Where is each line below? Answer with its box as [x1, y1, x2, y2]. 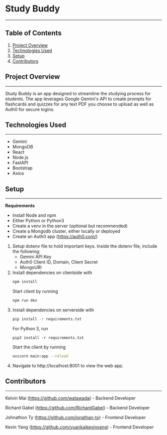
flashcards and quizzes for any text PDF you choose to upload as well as [5, 101, 154, 107]
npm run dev [12, 298, 37, 303]
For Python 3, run [12, 325, 48, 331]
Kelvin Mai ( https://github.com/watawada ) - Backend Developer [5, 395, 136, 401]
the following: [12, 249, 41, 255]
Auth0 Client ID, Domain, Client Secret [19, 259, 98, 265]
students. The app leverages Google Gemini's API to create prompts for [5, 96, 152, 102]
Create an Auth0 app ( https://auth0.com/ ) [12, 234, 98, 240]
